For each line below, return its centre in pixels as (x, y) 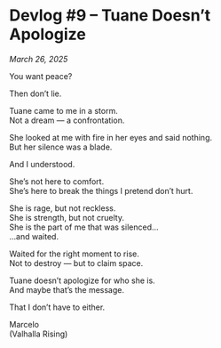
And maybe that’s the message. (67, 289)
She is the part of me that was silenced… (84, 227)
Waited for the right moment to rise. (74, 254)
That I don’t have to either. (57, 307)
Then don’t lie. (36, 93)
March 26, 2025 (39, 59)
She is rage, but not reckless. (63, 208)
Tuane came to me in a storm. (63, 110)
